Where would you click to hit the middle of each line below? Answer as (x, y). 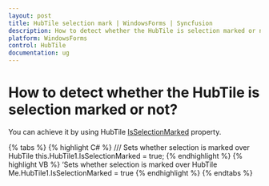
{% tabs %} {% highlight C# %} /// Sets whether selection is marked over (129, 147)
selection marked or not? (93, 110)
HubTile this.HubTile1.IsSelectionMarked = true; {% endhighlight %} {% (126, 156)
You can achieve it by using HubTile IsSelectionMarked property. (115, 131)
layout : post (30, 16)
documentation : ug (39, 53)
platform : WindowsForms (48, 38)
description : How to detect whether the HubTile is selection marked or (132, 30)
